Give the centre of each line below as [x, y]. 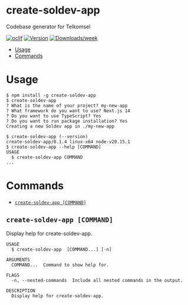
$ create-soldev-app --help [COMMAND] [54, 147]
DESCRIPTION [21, 291]
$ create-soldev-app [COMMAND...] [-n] [62, 249]
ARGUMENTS [18, 260]
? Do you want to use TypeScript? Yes [54, 116]
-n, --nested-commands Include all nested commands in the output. [97, 280]
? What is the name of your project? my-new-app [67, 106]
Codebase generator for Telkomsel [48, 27]
